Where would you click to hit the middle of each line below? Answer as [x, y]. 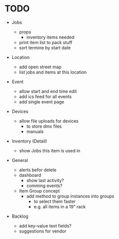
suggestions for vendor [43, 231]
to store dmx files [44, 126]
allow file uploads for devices [49, 121]
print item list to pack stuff [45, 42]
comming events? [44, 186]
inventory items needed [50, 37]
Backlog [20, 216]
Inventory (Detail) [29, 141]
